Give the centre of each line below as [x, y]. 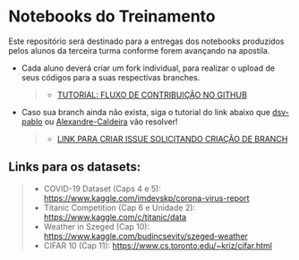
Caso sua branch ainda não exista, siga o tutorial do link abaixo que [145, 112]
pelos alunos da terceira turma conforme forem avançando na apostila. [139, 50]
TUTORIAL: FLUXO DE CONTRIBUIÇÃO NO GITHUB [152, 95]
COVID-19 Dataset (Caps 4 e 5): [103, 189]
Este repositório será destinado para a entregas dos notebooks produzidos [146, 41]
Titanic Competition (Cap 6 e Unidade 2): [120, 207]
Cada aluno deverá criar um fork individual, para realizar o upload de [148, 68]
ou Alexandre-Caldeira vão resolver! [111, 122]
